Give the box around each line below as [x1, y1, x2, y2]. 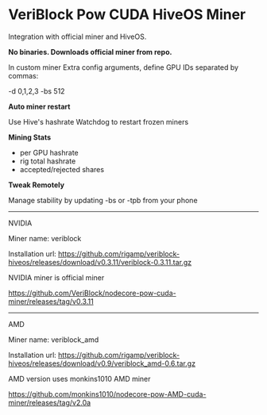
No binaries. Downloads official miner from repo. [8, 47, 172, 56]
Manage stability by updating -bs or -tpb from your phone [8, 195, 198, 205]
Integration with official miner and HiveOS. [8, 32, 147, 41]
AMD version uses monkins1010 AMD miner [8, 374, 151, 383]
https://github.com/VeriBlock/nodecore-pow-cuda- [8, 288, 176, 298]
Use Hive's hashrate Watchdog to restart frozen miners [8, 117, 189, 126]
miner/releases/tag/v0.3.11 [8, 296, 94, 306]
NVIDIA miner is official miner [8, 272, 105, 282]
